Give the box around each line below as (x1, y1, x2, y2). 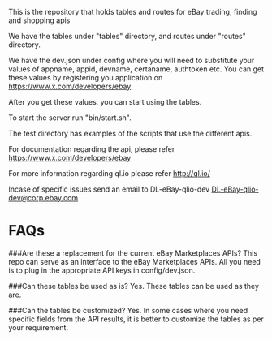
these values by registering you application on (8, 73, 163, 82)
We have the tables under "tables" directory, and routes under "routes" (8, 32, 246, 41)
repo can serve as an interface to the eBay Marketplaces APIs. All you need (8, 256, 261, 266)
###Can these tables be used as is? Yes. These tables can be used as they (8, 281, 260, 291)
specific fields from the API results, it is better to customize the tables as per (8, 314, 264, 324)
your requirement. (8, 322, 69, 332)
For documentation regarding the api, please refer (8, 144, 175, 153)
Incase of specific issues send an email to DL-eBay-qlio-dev (8, 184, 210, 194)
